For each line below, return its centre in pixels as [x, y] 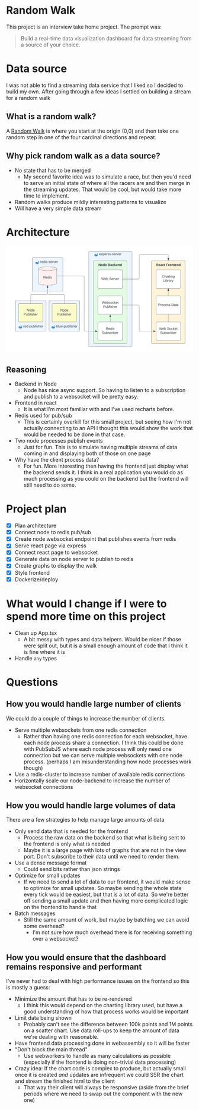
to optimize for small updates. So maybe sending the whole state [102, 888]
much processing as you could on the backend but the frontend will [106, 479]
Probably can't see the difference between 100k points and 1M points [108, 1025]
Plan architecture [36, 526]
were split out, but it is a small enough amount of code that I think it [105, 646]
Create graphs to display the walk [56, 566]
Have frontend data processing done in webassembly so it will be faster [102, 1043]
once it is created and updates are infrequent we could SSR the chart [99, 1075]
